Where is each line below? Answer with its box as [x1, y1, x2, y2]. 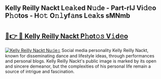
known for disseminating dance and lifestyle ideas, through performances [5, 53, 155, 58]
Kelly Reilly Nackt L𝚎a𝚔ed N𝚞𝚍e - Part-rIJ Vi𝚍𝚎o [5, 4, 157, 12]
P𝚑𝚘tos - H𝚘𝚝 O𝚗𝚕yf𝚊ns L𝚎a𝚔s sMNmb [5, 12, 131, 20]
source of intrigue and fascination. [5, 69, 75, 74]
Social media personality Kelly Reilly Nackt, [61, 48, 149, 53]
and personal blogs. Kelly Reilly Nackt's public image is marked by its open [5, 58, 157, 64]
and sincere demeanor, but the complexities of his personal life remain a [5, 63, 151, 69]
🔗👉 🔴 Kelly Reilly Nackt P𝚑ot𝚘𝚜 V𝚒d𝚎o [5, 32, 129, 40]
